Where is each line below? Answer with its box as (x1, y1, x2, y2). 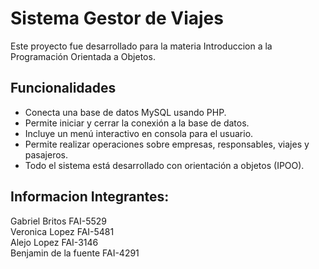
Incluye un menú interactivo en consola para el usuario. (24, 127, 254, 139)
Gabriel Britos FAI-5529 (10, 215, 107, 227)
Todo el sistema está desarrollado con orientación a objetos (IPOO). (24, 159, 305, 171)
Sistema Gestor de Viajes (10, 7, 224, 30)
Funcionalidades (10, 80, 117, 97)
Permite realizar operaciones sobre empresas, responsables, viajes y (24, 138, 310, 150)
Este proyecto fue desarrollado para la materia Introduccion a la (10, 40, 273, 52)
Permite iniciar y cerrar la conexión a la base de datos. (24, 117, 250, 129)
